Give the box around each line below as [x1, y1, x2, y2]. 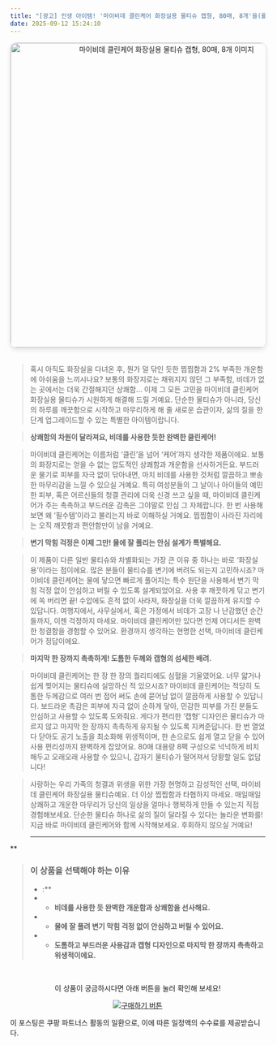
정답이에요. [45, 636, 80, 646]
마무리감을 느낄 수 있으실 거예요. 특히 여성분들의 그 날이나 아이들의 [38, 480, 249, 490]
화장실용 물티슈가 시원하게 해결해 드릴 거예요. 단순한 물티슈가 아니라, [29, 395, 246, 404]
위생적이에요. [53, 950, 96, 960]
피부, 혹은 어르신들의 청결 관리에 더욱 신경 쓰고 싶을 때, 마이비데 [38, 490, 239, 499]
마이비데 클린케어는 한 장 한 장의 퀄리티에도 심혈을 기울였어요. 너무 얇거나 [29, 671, 262, 680]
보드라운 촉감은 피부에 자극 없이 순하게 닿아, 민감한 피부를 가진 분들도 [40, 701, 259, 710]
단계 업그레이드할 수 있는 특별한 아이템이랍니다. [29, 415, 180, 425]
